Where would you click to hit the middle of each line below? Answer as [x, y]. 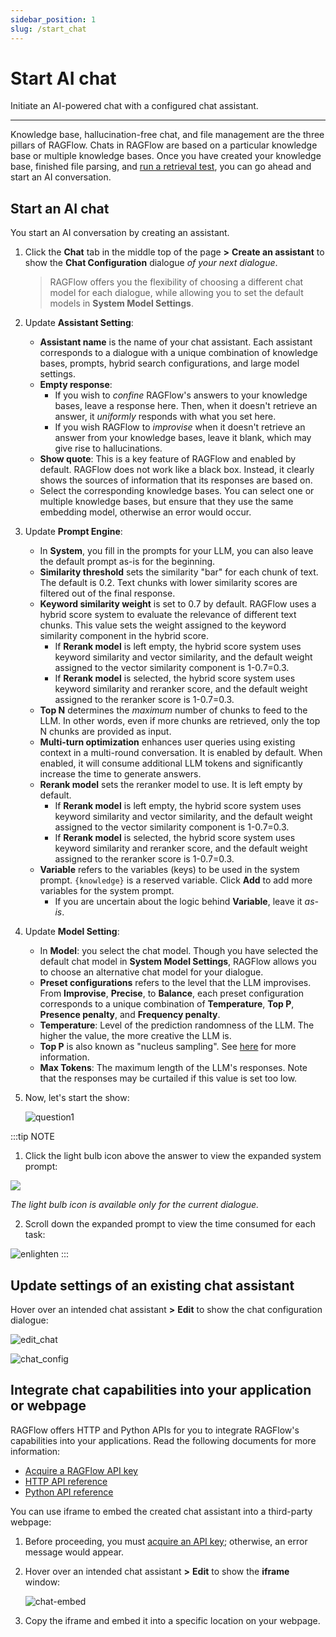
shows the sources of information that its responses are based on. [176, 480]
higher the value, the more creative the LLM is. [135, 1036]
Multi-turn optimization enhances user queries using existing [167, 742]
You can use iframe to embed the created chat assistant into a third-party [161, 1511]
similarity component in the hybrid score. [124, 636]
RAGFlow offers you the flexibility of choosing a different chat [176, 282]
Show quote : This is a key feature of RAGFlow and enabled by [168, 459]
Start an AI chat [60, 208]
